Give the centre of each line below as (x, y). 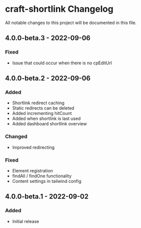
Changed (16, 137)
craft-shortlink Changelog (59, 9)
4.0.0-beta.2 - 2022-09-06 (48, 78)
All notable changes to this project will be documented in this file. (71, 23)
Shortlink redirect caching (38, 103)
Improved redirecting (33, 147)
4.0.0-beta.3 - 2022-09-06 (48, 38)
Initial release (25, 221)
